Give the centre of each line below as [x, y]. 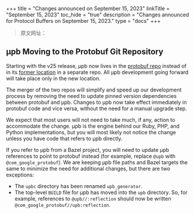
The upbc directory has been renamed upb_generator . [79, 186]
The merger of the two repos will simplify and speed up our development [94, 90]
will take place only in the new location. [53, 78]
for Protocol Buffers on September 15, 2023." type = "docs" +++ [83, 21]
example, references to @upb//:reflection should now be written [93, 198]
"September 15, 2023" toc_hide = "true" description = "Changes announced [98, 15]
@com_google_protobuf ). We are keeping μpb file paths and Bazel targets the [97, 162]
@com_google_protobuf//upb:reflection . [63, 205]
